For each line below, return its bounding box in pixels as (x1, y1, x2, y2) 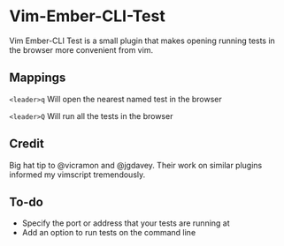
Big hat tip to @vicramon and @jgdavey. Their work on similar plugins (9, 160, 263, 170)
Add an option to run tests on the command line (21, 227, 196, 238)
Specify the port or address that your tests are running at (21, 218, 230, 228)
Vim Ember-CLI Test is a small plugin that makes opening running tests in (9, 35, 276, 46)
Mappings (9, 71, 66, 86)
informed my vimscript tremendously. (9, 169, 146, 180)
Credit (9, 137, 44, 152)
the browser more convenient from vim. (9, 44, 153, 55)
